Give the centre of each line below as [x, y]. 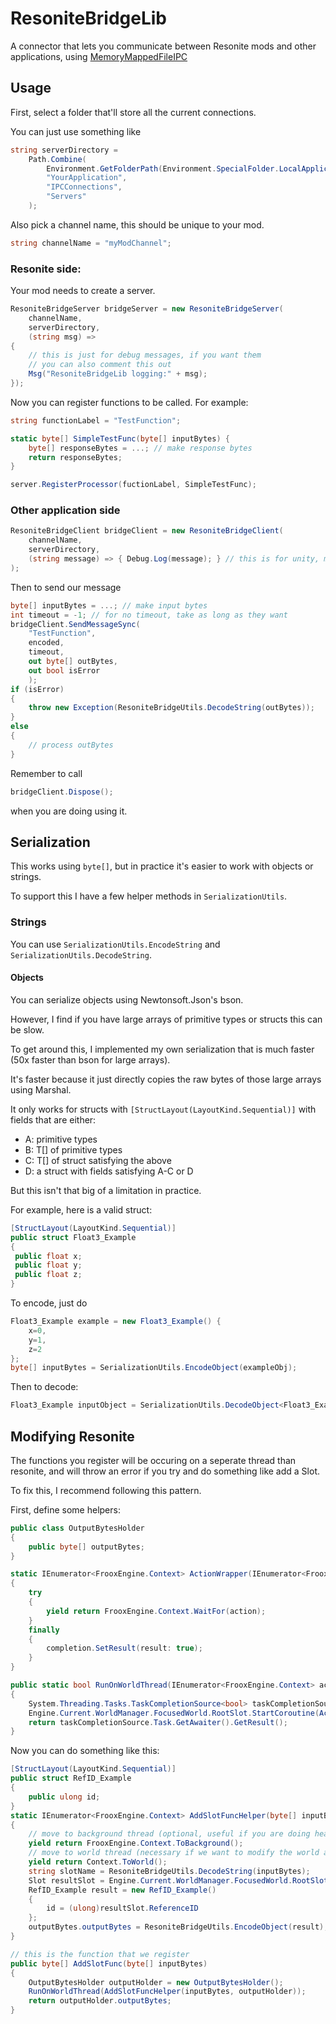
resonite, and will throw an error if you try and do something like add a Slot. [165, 1471]
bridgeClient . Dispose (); [62, 792]
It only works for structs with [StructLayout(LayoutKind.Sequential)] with [163, 1109]
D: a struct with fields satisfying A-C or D [109, 1171]
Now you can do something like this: [85, 1751]
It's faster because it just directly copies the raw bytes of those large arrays [166, 1079]
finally [44, 1630]
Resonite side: [46, 269]
